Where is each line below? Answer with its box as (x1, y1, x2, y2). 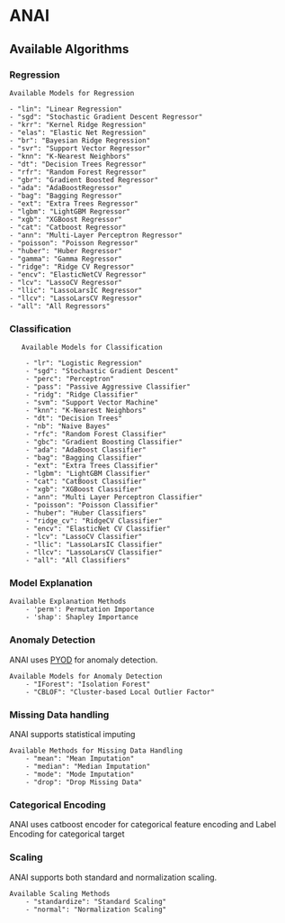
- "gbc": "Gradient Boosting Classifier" (25, 438, 183, 447)
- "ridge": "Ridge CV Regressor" (9, 262, 135, 271)
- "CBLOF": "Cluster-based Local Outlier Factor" (25, 687, 216, 697)
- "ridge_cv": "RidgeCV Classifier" (25, 516, 164, 525)
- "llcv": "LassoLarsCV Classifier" (25, 548, 164, 557)
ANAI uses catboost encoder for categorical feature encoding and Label (9, 819, 277, 830)
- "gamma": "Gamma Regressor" (9, 254, 123, 263)
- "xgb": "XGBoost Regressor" (9, 215, 123, 224)
